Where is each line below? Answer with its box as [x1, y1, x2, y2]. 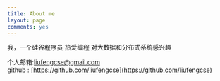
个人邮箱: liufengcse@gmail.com [7, 58, 101, 66]
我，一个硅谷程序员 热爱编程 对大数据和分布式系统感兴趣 [7, 43, 171, 52]
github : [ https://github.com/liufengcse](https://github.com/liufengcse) [7, 66, 213, 74]
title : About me [7, 10, 55, 17]
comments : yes [7, 23, 49, 30]
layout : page [7, 17, 46, 24]
